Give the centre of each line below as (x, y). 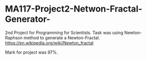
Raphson (14, 38)
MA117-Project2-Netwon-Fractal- (74, 9)
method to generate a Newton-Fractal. (62, 38)
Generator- (28, 19)
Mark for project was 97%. (31, 52)
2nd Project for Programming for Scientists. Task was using (64, 32)
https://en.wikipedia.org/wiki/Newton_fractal (49, 43)
